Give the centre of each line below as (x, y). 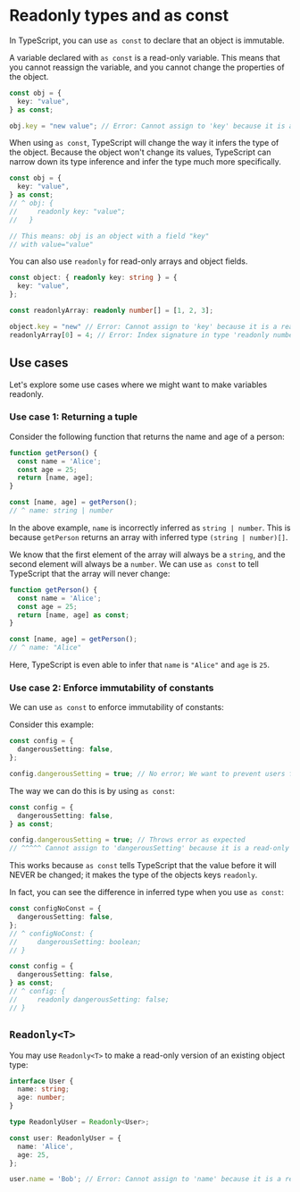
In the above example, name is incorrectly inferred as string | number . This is (150, 528)
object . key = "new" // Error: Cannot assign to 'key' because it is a (143, 326)
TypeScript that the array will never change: (90, 573)
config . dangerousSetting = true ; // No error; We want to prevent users (147, 774)
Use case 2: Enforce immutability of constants (112, 688)
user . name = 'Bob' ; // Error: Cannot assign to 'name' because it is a (145, 1179)
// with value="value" (51, 244)
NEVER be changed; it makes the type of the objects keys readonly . (133, 875)
